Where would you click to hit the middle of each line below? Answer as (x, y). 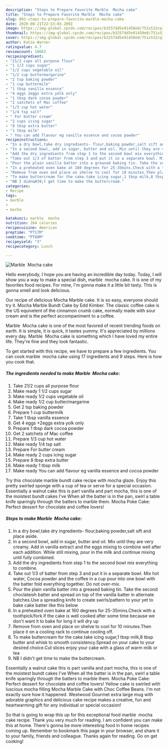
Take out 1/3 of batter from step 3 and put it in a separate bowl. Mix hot (86, 573)
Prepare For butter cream (39, 449)
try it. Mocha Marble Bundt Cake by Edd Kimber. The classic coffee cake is (83, 306)
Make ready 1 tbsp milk (36, 465)
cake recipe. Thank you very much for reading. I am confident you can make (84, 720)
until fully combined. (34, 558)
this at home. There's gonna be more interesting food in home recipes (77, 726)
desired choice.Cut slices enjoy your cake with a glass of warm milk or (85, 648)
